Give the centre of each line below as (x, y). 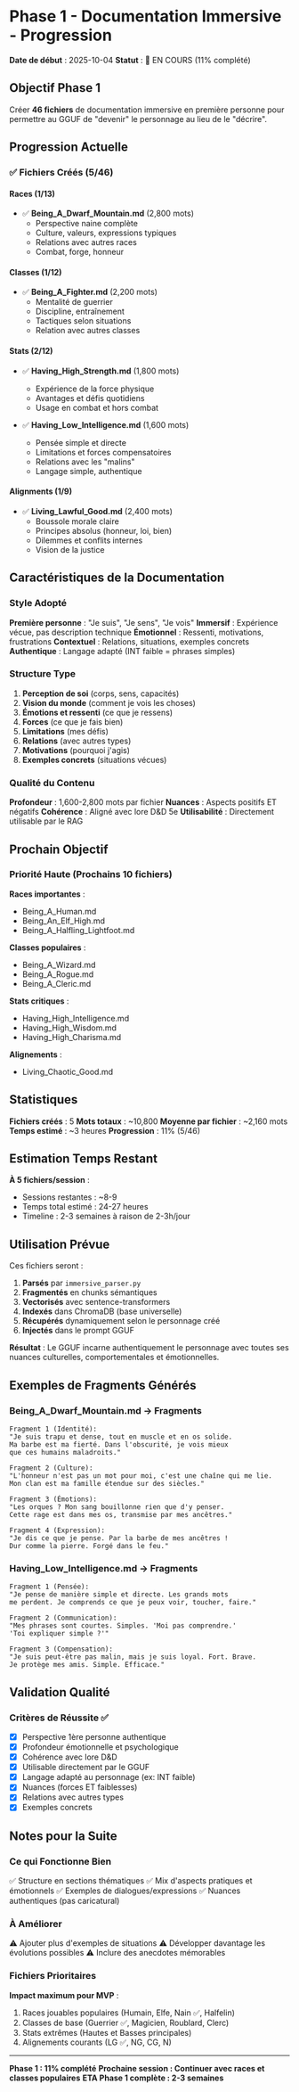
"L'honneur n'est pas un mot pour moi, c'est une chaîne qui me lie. (141, 1476)
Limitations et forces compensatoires (103, 452)
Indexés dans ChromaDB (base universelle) (102, 1311)
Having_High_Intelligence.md (76, 1018)
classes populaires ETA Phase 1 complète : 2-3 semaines (117, 2078)
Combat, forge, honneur (80, 252)
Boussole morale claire (77, 521)
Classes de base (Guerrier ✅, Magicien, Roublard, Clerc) (125, 2022)
